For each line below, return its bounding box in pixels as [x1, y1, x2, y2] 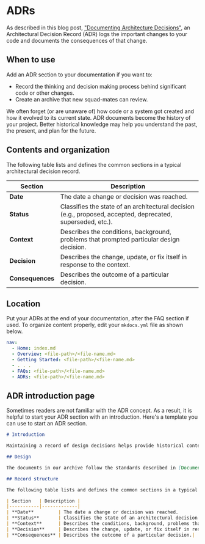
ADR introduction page [6, 391, 95, 401]
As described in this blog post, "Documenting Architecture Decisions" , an [6, 24, 190, 31]
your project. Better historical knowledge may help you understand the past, [6, 120, 198, 128]
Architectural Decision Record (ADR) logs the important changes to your [6, 30, 188, 37]
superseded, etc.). [60, 218, 113, 226]
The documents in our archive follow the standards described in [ [6, 465, 182, 471]
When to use [6, 54, 56, 65]
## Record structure [6, 476, 59, 482]
